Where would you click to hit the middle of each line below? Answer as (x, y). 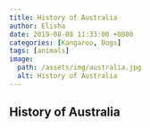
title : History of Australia (63, 17)
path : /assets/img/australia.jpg (79, 68)
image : (21, 59)
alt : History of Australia (67, 76)
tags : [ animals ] (39, 51)
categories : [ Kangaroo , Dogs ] (66, 43)
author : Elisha (37, 26)
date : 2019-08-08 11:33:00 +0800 (71, 34)
